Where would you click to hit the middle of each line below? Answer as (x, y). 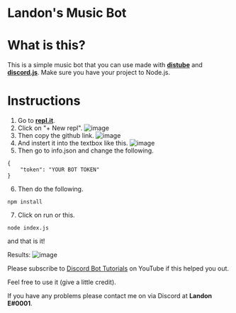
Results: (19, 255)
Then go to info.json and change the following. (85, 150)
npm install (25, 202)
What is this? (47, 46)
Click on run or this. (46, 215)
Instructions (44, 101)
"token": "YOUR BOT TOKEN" (60, 170)
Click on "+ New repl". (50, 128)
